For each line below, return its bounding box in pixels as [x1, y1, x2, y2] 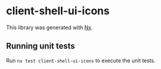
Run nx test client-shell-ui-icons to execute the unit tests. [6, 57, 156, 64]
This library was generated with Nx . [6, 24, 93, 31]
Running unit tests [6, 41, 75, 51]
